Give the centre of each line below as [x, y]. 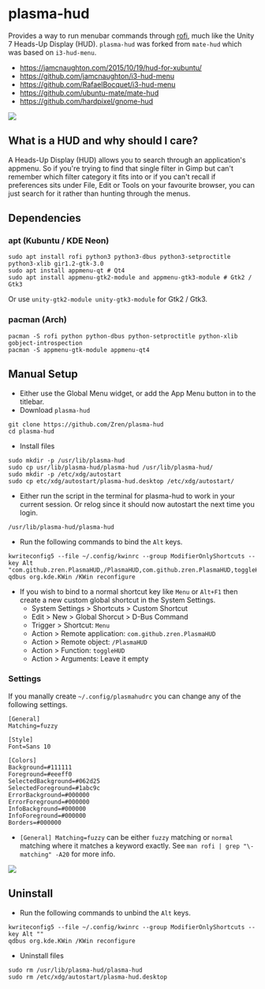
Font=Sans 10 [30, 747]
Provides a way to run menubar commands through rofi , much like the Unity [131, 36]
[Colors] [22, 760]
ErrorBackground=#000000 [49, 795]
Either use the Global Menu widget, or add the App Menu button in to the [138, 393]
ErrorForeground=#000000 [49, 802]
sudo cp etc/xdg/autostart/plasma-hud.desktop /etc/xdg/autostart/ [121, 481]
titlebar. [32, 401]
